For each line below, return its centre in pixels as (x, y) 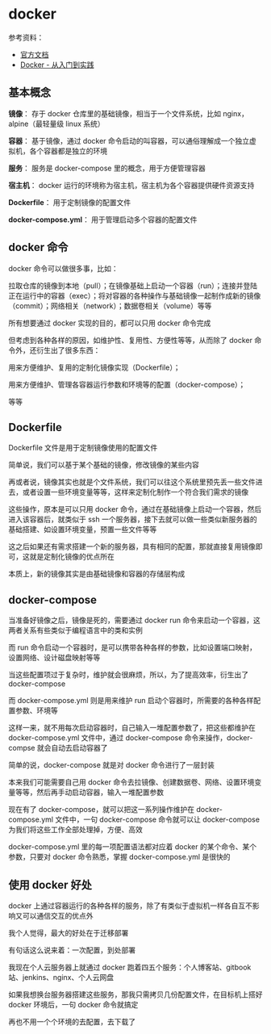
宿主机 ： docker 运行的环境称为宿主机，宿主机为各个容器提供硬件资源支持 (131, 185)
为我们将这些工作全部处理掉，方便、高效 (75, 830)
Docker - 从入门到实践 (57, 65)
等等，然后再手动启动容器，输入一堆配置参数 (89, 793)
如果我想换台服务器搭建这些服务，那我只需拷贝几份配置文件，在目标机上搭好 (135, 994)
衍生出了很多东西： (68, 350)
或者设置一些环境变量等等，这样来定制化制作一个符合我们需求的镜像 (135, 492)
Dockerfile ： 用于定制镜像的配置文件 (70, 202)
